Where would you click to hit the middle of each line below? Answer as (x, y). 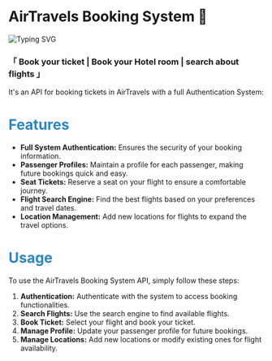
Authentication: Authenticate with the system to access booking (129, 297)
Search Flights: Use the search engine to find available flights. (125, 314)
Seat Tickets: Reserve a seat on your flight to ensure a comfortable (133, 182)
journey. (34, 191)
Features (39, 125)
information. (40, 156)
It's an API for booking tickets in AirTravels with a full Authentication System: (136, 92)
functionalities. (45, 305)
